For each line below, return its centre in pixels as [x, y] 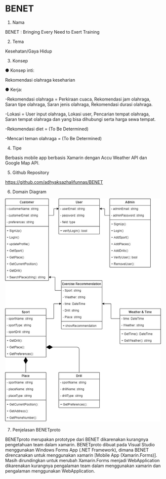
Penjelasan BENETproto [36, 429]
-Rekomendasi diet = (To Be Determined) [47, 129]
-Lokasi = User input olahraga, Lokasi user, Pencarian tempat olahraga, [78, 114]
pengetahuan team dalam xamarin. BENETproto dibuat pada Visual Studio [80, 444]
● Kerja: [14, 89]
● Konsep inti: [20, 70]
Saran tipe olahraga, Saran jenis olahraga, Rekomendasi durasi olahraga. [79, 104]
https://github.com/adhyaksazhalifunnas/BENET [54, 182]
